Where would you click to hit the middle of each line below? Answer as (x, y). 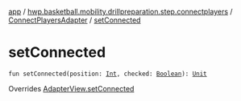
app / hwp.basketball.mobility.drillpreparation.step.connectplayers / (120, 12)
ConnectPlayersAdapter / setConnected (75, 20)
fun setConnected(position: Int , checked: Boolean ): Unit (108, 74)
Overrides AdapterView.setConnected (71, 88)
